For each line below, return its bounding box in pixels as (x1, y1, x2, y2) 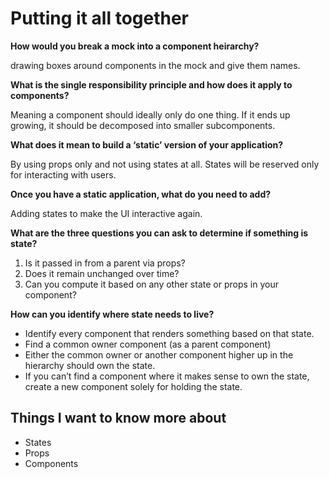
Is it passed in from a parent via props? (24, 257, 186, 269)
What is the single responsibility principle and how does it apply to (10, 78, 293, 91)
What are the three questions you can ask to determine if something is (10, 227, 309, 239)
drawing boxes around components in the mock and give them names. (10, 59, 301, 71)
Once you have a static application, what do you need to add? (10, 188, 272, 200)
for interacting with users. (10, 168, 117, 181)
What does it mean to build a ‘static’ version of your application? (10, 138, 284, 151)
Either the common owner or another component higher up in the (24, 348, 294, 361)
